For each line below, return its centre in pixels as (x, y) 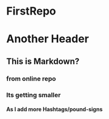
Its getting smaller (34, 95)
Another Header (48, 39)
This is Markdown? (43, 61)
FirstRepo (31, 11)
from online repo (31, 78)
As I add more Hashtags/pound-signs (54, 109)
